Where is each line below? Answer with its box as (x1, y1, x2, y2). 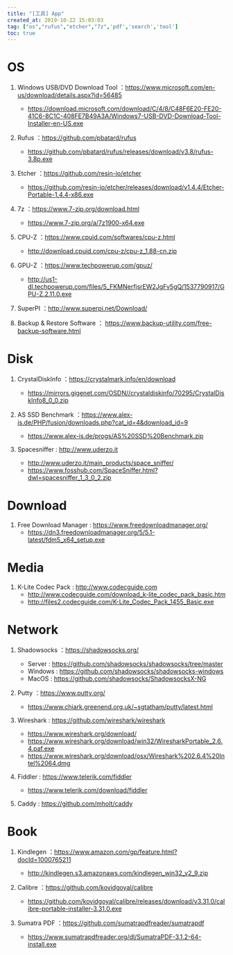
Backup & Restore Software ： (17, 319, 104, 327)
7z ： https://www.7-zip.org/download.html (17, 205, 140, 213)
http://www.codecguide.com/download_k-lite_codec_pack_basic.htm (27, 590, 226, 598)
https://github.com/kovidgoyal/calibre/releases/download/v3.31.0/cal (27, 897, 225, 905)
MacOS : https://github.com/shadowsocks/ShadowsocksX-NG (27, 674, 207, 683)
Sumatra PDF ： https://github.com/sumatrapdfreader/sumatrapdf (17, 918, 205, 927)
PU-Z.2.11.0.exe (27, 290, 72, 299)
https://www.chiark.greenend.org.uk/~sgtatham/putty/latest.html (27, 702, 214, 711)
